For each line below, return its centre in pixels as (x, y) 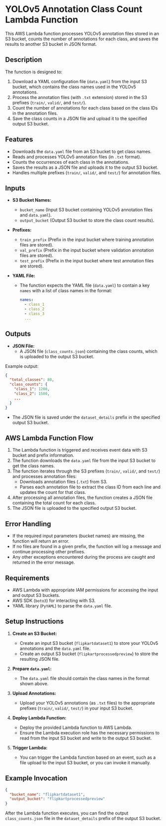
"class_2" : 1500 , (32, 394)
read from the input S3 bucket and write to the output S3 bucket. (86, 738)
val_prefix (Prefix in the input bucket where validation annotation (87, 250)
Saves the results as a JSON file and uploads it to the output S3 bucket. (85, 167)
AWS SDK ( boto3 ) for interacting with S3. (54, 600)
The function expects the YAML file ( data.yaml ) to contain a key (85, 285)
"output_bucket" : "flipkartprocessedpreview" (57, 799)
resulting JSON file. (40, 659)
